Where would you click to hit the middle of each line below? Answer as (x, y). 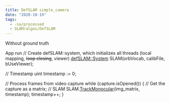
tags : (11, 19)
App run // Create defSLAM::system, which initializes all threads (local (78, 53)
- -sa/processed (27, 24)
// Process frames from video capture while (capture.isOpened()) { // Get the (85, 84)
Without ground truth (27, 43)
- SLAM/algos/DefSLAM (33, 29)
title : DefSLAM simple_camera (37, 10)
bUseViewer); (20, 64)
